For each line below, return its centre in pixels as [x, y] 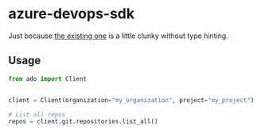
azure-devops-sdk [72, 14]
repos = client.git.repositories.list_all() [83, 122]
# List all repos [37, 114]
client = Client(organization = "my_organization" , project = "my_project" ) [131, 100]
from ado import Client [48, 79]
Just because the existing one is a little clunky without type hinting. [118, 36]
